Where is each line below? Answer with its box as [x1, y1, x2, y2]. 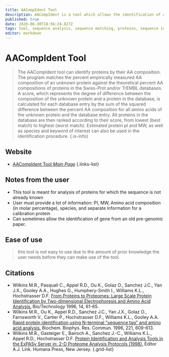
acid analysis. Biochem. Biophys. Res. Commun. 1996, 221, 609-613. [12, 325, 154, 331]
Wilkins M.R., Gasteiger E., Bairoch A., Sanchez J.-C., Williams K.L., [12, 330, 152, 336]
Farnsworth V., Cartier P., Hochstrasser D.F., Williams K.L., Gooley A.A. [12, 314, 159, 320]
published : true [5, 17, 39, 22]
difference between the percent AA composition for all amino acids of [17, 106, 162, 112]
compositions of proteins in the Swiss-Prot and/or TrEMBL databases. [17, 85, 162, 91]
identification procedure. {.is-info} [17, 133, 89, 139]
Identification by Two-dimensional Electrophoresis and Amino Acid [12, 298, 151, 304]
